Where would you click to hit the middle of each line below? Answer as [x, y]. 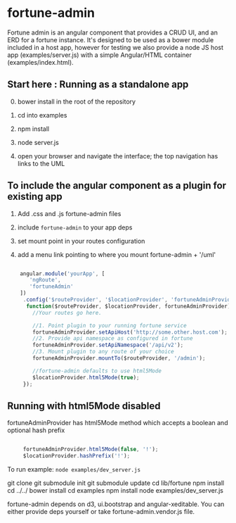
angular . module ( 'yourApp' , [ [63, 273]
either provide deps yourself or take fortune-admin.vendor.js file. [101, 512]
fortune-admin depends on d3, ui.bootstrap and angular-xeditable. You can [116, 504]
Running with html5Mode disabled [84, 406]
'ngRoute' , [45, 280]
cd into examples [42, 115]
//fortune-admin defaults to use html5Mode [97, 371]
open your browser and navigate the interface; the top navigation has [118, 156]
